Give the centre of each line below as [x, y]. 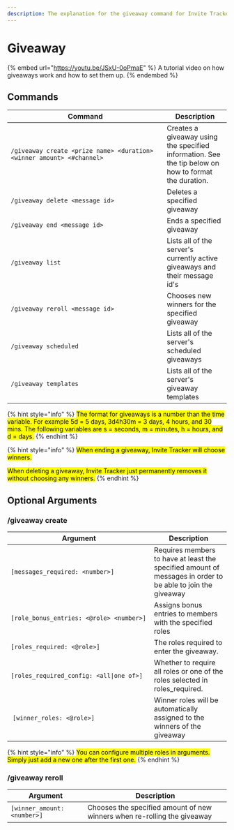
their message [190, 276]
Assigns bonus [178, 605]
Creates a [182, 128]
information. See [194, 154]
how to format [190, 172]
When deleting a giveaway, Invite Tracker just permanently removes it [107, 471]
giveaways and [192, 267]
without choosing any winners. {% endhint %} [73, 478]
